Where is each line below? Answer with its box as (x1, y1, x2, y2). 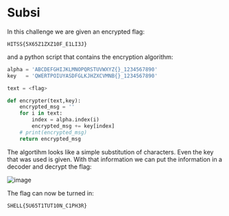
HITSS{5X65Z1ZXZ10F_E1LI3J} (7, 40, 88, 47)
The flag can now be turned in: (7, 189, 95, 197)
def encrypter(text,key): (7, 97, 81, 104)
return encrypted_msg (19, 135, 81, 142)
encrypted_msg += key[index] (32, 123, 115, 130)
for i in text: (19, 110, 63, 117)
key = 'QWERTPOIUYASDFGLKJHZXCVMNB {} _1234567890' (7, 72, 158, 80)
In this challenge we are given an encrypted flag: (7, 27, 145, 36)
